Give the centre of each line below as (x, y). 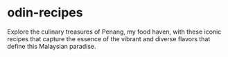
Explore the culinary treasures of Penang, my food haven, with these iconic (114, 32)
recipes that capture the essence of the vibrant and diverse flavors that (109, 38)
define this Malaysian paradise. (52, 46)
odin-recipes (45, 13)
